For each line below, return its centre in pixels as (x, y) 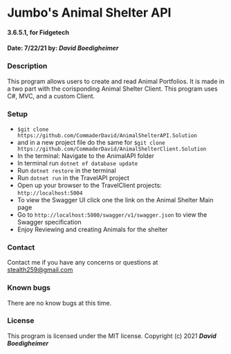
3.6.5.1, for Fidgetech (38, 32)
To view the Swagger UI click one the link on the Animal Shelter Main (115, 200)
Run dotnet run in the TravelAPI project (73, 177)
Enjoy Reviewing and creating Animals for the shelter (92, 229)
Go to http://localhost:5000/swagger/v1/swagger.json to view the (112, 214)
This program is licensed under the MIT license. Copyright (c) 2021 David (112, 336)
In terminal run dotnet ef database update (77, 163)
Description (27, 66)
